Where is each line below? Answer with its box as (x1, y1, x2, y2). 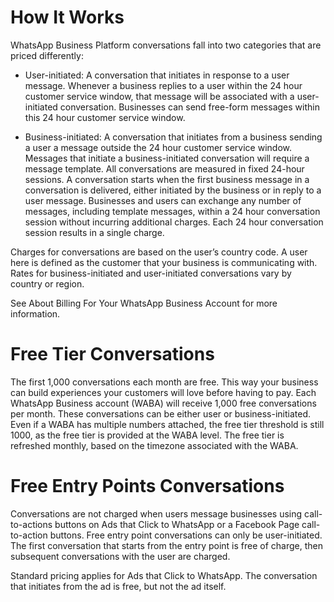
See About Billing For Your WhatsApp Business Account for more (10, 297, 278, 309)
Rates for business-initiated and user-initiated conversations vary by (10, 267, 292, 279)
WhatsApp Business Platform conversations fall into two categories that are (10, 39, 322, 51)
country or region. (10, 277, 85, 290)
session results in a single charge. (24, 226, 165, 238)
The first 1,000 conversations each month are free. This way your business (10, 376, 319, 388)
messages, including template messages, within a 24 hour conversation (24, 205, 321, 217)
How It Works (10, 6, 125, 29)
